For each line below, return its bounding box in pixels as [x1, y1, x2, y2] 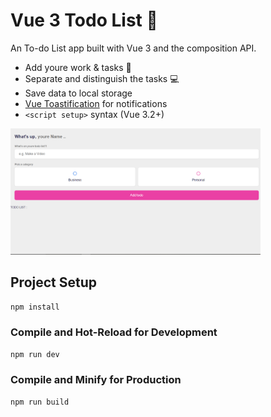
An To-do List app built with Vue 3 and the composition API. [10, 42, 257, 54]
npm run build [10, 397, 70, 407]
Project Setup [10, 274, 98, 291]
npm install [10, 302, 60, 312]
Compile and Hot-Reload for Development [10, 325, 218, 339]
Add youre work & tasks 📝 [24, 61, 132, 73]
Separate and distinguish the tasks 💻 [24, 72, 180, 84]
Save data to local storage [24, 87, 133, 99]
